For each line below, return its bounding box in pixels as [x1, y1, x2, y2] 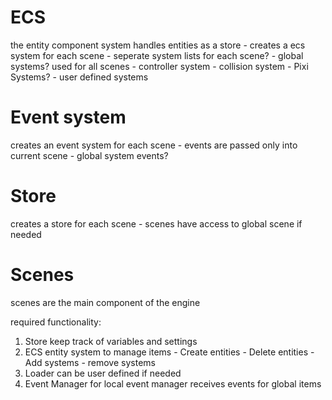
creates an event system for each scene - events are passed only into [10, 139, 298, 151]
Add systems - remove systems [24, 356, 156, 368]
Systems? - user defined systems [10, 71, 149, 83]
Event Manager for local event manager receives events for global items [24, 377, 322, 390]
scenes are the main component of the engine [10, 296, 201, 308]
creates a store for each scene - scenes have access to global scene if [10, 217, 303, 230]
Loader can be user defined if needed [24, 367, 182, 379]
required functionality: [10, 316, 102, 328]
